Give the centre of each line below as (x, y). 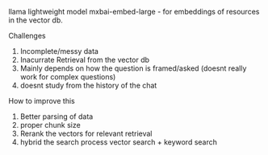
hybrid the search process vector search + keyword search (119, 142)
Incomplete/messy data (59, 51)
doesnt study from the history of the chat (88, 85)
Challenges (27, 36)
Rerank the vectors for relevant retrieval (86, 133)
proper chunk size (50, 125)
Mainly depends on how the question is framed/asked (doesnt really (133, 68)
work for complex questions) (68, 77)
